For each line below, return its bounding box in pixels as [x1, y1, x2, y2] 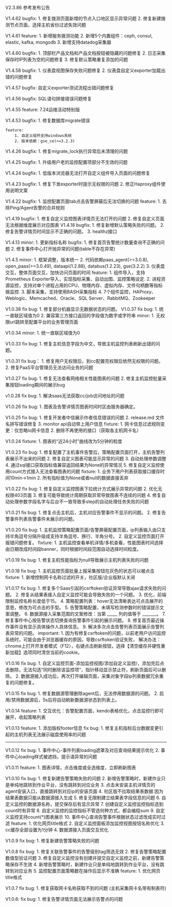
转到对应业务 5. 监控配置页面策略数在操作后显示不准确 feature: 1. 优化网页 [5, 868, 161, 874]
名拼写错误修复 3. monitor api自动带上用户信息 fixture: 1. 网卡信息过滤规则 [5, 421, 161, 427]
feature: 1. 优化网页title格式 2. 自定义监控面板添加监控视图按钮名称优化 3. [11, 820, 165, 826]
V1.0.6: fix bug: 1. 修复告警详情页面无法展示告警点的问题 [5, 896, 123, 902]
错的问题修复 [5, 74, 32, 80]
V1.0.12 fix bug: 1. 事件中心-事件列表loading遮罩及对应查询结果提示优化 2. [5, 747, 160, 753]
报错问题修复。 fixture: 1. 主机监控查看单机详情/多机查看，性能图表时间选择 [5, 539, 164, 546]
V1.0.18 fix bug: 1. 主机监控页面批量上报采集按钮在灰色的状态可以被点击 [5, 568, 155, 574]
